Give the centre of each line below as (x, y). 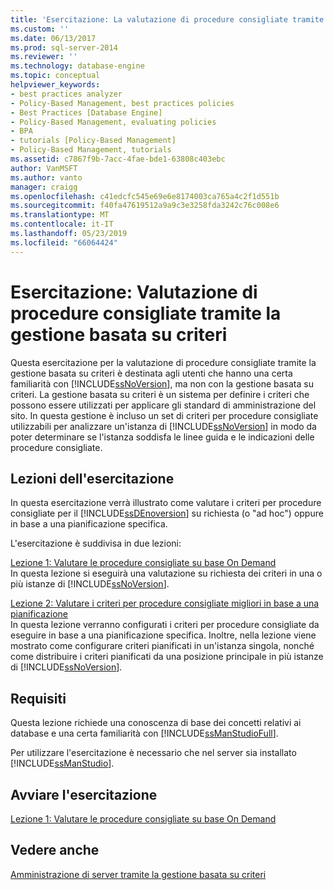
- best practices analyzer (66, 94)
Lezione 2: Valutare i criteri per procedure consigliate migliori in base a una (165, 603)
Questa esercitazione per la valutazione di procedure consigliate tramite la (163, 362)
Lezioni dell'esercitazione (92, 478)
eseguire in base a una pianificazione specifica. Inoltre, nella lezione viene (163, 635)
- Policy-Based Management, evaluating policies (113, 122)
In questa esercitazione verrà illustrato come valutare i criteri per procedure (166, 503)
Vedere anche (55, 850)
